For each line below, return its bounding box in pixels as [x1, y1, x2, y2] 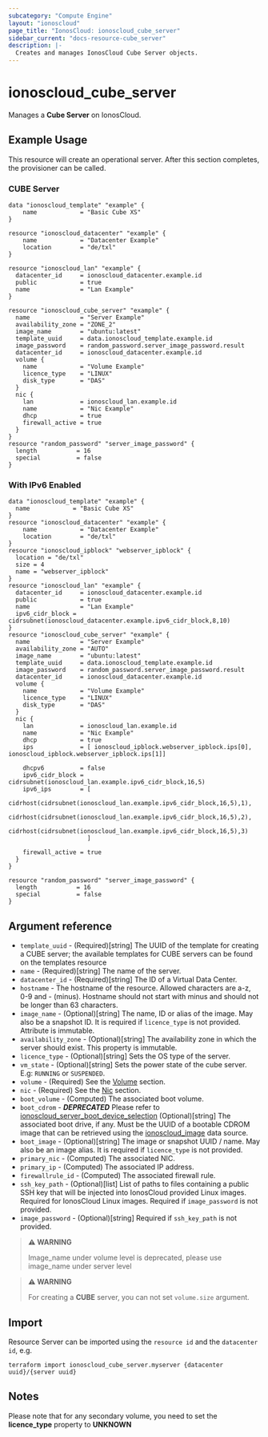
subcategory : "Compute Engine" [8, 11, 113, 20]
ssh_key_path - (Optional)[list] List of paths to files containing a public [19, 1180, 250, 1189]
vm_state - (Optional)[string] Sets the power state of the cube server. [19, 1060, 247, 1070]
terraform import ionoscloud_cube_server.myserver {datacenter [8, 1361, 224, 1369]
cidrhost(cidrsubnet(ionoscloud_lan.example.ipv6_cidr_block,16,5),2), [8, 813, 252, 822]
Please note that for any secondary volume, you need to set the [8, 1411, 218, 1420]
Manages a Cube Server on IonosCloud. [8, 110, 142, 119]
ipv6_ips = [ [22, 785, 91, 794]
